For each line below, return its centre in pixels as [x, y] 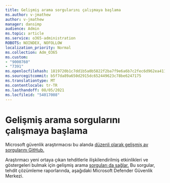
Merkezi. [14, 176]
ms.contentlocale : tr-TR [31, 85]
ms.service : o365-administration [40, 39]
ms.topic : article [25, 33]
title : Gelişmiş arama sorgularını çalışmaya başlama [63, 10]
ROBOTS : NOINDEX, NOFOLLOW [34, 43]
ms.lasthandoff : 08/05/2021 [35, 90]
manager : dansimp [24, 24]
